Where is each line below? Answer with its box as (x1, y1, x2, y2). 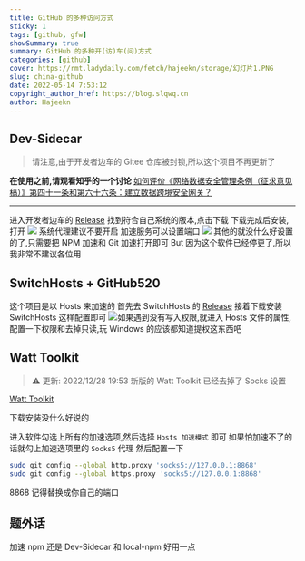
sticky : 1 (9, 22, 47, 31)
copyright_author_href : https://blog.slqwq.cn (9, 89, 189, 98)
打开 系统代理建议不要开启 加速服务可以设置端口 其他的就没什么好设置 (9, 226, 293, 237)
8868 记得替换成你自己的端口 (9, 487, 120, 498)
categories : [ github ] (9, 55, 92, 64)
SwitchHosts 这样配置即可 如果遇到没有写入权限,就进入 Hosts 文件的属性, (9, 312, 292, 323)
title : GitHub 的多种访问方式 (9, 13, 114, 23)
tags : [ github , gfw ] (9, 30, 88, 39)
